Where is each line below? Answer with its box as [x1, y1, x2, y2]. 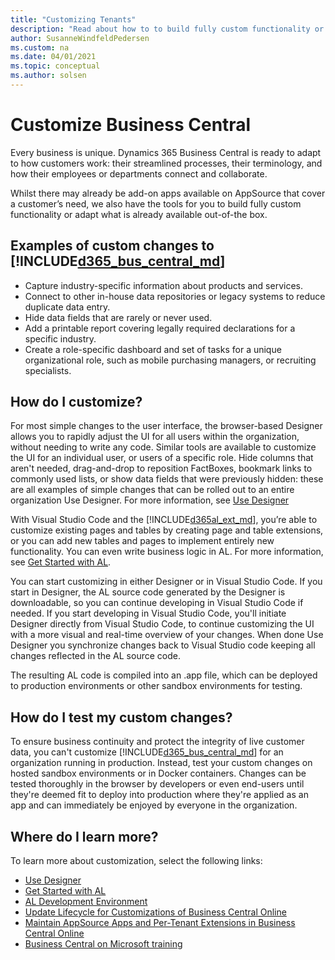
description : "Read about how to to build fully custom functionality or [10, 24, 325, 34]
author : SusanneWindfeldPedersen [10, 33, 150, 43]
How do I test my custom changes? [10, 709, 233, 726]
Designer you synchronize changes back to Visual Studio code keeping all [10, 639, 316, 651]
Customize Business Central [10, 114, 252, 136]
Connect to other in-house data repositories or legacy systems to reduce [24, 290, 326, 302]
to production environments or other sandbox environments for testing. [10, 680, 303, 692]
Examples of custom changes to [10, 237, 215, 255]
